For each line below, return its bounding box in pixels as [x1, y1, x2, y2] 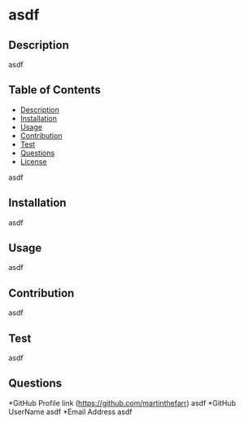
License [20, 156, 47, 166]
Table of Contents [8, 83, 102, 97]
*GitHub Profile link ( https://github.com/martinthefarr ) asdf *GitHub [8, 398, 236, 408]
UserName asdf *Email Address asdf [8, 407, 133, 416]
